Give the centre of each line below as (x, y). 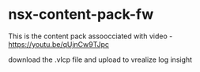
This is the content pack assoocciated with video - (91, 36)
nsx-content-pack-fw (81, 14)
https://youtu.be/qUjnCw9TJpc (58, 44)
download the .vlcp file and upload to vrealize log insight (100, 59)
